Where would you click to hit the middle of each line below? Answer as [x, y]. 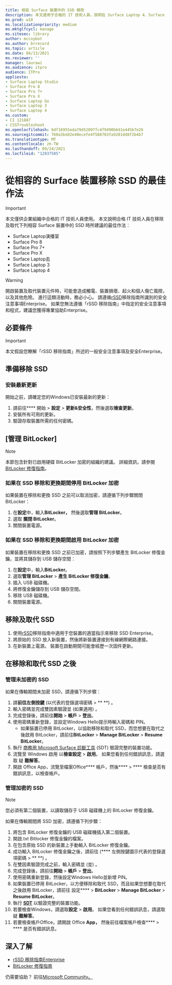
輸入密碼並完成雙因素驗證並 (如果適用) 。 [56, 709]
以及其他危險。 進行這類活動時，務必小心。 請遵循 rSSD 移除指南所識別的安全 [86, 297]
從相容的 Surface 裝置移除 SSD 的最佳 [85, 181]
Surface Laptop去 [31, 259]
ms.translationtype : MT [31, 139]
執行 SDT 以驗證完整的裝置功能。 [48, 903]
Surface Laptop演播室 [36, 236]
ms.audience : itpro [26, 67]
